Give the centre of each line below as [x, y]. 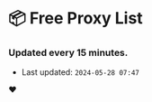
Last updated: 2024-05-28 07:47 [80, 72]
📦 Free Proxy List [76, 19]
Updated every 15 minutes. [68, 53]
